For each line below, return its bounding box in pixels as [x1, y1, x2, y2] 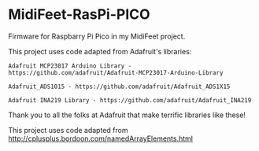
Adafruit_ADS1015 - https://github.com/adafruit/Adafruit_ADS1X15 [8, 83, 231, 90]
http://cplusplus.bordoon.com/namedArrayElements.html [8, 134, 193, 143]
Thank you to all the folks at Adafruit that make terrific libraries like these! [8, 110, 246, 120]
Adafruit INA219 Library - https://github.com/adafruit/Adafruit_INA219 [8, 96, 252, 104]
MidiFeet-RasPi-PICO [8, 6, 151, 24]
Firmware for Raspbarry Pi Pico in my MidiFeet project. [8, 31, 186, 41]
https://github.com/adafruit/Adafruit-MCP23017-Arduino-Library [8, 68, 224, 76]
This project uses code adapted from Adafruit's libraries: [8, 46, 192, 56]
